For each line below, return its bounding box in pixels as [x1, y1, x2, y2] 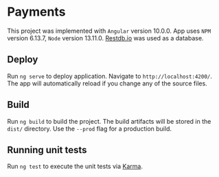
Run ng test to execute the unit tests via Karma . [7, 162, 143, 171]
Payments [7, 4, 66, 20]
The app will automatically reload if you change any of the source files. [7, 79, 207, 87]
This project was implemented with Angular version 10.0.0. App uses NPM [7, 27, 211, 35]
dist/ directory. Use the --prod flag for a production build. [7, 124, 172, 133]
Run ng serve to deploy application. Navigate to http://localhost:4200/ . [7, 72, 213, 80]
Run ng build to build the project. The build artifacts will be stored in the [7, 117, 211, 125]
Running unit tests [7, 144, 87, 156]
